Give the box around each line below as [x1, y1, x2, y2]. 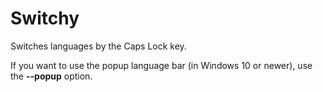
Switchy [10, 7, 80, 30]
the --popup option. [10, 70, 93, 82]
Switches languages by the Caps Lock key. [10, 40, 187, 52]
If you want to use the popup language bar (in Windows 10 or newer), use [10, 59, 313, 71]
